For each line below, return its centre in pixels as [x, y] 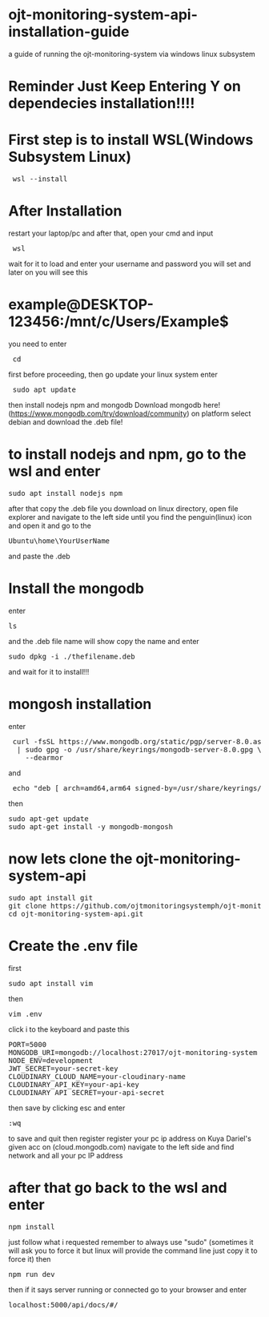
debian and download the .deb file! [66, 421]
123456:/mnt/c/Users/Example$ [119, 322]
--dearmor [44, 757]
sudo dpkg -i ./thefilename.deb [72, 656]
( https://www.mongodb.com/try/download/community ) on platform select [130, 413]
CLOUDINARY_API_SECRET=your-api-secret [86, 1092]
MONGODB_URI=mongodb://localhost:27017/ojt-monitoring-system [133, 1052]
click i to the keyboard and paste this [69, 1029]
